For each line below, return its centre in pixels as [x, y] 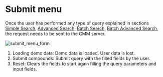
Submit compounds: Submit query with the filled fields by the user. [81, 58]
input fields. [25, 69]
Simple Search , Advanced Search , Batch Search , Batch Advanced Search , [82, 28]
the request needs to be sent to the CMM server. [55, 33]
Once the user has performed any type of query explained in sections [77, 23]
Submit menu [34, 9]
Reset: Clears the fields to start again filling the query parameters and [84, 63]
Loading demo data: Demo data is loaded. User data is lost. [74, 53]
